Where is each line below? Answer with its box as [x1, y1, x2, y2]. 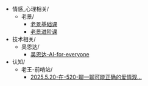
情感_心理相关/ [12, 5, 49, 12]
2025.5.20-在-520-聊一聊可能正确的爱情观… [30, 73, 142, 81]
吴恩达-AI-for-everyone [30, 51, 90, 58]
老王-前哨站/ [21, 66, 53, 73]
